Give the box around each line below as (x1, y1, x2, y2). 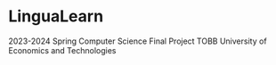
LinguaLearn (8, 6, 104, 27)
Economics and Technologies (8, 45, 117, 55)
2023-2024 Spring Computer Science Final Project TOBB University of (8, 36, 268, 46)
